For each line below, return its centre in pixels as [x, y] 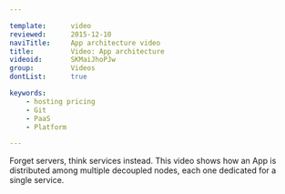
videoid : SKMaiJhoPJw [63, 60]
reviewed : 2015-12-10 [61, 34]
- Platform [46, 127]
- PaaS [38, 118]
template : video [51, 26]
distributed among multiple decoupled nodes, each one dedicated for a [143, 170]
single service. [37, 180]
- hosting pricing [61, 101]
